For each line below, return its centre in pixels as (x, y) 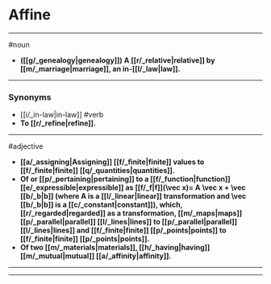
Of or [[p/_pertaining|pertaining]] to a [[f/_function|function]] (125, 179)
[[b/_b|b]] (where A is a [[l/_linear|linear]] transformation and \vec (133, 196)
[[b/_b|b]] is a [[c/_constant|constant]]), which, (101, 205)
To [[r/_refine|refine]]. (58, 123)
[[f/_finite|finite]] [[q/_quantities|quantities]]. (98, 171)
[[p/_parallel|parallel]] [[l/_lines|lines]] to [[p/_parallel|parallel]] (129, 222)
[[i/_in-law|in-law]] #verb (62, 115)
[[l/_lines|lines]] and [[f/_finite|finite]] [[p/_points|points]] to (123, 230)
